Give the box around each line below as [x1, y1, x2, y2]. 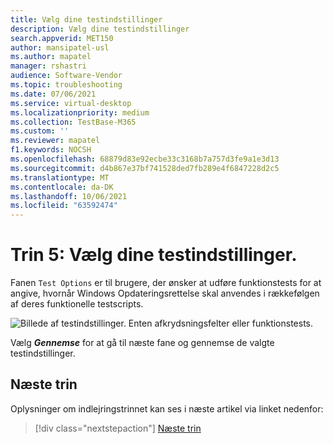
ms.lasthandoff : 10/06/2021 [10, 191, 128, 201]
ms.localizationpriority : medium [10, 107, 150, 118]
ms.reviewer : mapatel [10, 136, 101, 146]
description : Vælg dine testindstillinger [10, 24, 190, 34]
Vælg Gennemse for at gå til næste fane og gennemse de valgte [10, 337, 275, 349]
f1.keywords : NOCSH [10, 145, 92, 155]
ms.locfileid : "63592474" [10, 201, 118, 211]
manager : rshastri [10, 61, 87, 71]
